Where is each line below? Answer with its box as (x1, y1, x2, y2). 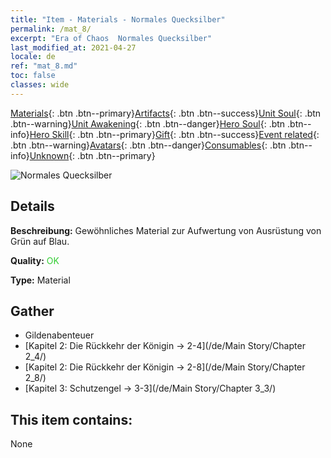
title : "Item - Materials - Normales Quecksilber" (10, 14, 226, 25)
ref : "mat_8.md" (10, 61, 78, 71)
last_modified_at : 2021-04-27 (10, 42, 137, 53)
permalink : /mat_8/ (10, 24, 92, 34)
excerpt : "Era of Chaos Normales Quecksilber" (10, 33, 213, 43)
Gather (10, 302, 55, 320)
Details (10, 198, 55, 215)
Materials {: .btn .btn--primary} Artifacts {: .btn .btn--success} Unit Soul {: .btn (10, 107, 322, 119)
